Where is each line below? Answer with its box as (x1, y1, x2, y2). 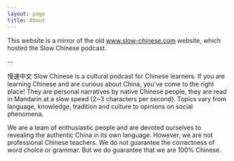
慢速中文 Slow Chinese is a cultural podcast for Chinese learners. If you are (7, 72, 226, 80)
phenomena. (7, 110, 44, 118)
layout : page (7, 10, 46, 18)
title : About (7, 17, 46, 24)
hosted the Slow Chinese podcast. (7, 44, 107, 52)
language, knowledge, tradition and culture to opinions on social (7, 102, 193, 110)
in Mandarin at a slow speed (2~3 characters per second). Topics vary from (7, 94, 227, 103)
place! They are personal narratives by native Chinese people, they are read (7, 87, 227, 96)
